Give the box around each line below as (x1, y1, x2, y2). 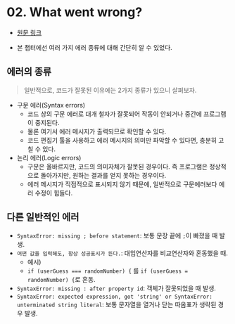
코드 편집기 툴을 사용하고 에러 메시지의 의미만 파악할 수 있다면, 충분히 (27, 136, 217, 144)
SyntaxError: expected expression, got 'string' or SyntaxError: (16, 293, 212, 300)
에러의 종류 (6, 66, 52, 78)
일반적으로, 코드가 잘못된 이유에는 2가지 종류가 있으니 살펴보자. (23, 86, 197, 94)
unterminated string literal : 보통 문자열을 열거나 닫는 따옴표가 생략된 (16, 300, 217, 309)
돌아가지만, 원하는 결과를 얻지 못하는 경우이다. (40, 171, 167, 179)
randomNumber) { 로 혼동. (27, 275, 96, 283)
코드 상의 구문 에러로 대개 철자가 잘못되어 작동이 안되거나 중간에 (27, 110, 202, 118)
